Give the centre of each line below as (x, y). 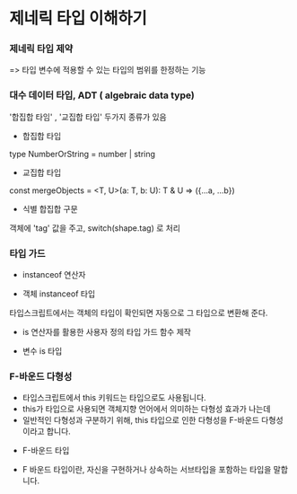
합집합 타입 (42, 136)
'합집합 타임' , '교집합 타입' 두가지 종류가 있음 (88, 117)
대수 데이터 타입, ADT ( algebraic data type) (102, 95)
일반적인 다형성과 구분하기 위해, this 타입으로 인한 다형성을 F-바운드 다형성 (153, 420)
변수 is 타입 (42, 351)
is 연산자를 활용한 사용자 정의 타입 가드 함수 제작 (106, 332)
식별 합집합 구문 (50, 208)
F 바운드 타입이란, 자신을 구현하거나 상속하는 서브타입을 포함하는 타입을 (147, 470)
